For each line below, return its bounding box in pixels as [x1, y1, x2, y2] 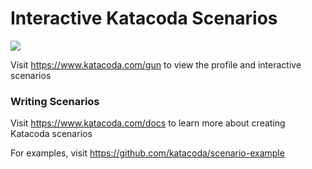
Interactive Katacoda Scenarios [10, 7, 278, 30]
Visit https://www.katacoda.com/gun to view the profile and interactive [10, 58, 302, 71]
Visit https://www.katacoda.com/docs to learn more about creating [10, 117, 286, 129]
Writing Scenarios [10, 94, 100, 108]
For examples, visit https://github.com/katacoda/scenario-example [10, 147, 285, 159]
